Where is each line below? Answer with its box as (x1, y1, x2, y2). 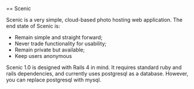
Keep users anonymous (14, 53, 72, 59)
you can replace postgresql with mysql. (6, 76, 102, 83)
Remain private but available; (14, 46, 85, 53)
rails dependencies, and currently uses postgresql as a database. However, (6, 70, 189, 77)
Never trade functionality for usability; (14, 40, 107, 47)
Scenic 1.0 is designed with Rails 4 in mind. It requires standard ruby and (6, 64, 182, 71)
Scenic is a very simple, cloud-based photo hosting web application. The (6, 16, 183, 23)
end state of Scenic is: (6, 23, 61, 29)
